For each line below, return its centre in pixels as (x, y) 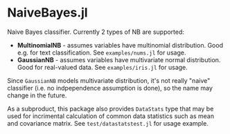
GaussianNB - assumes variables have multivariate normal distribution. (119, 59)
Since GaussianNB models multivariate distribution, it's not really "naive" (109, 80)
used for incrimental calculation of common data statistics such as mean (111, 116)
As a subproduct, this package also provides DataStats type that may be (110, 108)
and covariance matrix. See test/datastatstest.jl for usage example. (108, 123)
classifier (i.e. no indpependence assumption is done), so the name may (110, 88)
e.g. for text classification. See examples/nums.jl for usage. (101, 52)
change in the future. (37, 95)
